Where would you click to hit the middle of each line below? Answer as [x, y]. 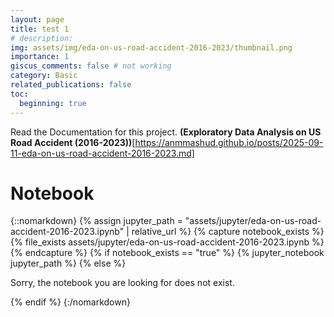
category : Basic [44, 76]
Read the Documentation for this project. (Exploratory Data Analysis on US [166, 132]
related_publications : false [71, 85]
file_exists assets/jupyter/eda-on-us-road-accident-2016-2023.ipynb [167, 242]
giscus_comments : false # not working [91, 66]
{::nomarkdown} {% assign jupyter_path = [96, 221]
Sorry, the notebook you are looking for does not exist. [122, 283]
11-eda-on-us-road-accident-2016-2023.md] [102, 153]
